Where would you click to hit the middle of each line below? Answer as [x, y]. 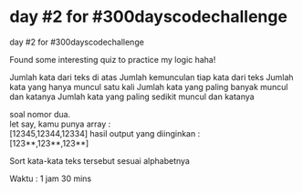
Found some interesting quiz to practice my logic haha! [113, 59]
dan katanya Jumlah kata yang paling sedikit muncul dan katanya [132, 96]
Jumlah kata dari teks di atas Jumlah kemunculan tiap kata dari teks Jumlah [151, 77]
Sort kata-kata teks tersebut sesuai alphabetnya [99, 160]
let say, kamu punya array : [60, 124]
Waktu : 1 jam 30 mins [51, 178]
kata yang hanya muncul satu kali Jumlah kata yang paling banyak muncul [149, 86]
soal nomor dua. [40, 114]
